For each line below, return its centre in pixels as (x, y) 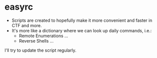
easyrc (19, 7)
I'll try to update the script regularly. (40, 50)
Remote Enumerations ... (44, 36)
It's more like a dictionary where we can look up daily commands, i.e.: (82, 30)
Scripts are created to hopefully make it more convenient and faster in (82, 20)
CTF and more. (27, 25)
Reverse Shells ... (36, 41)
